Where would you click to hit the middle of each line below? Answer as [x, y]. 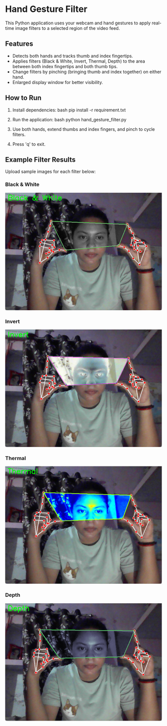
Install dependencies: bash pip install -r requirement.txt [69, 110]
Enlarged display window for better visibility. [58, 82]
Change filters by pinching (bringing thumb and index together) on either [87, 72]
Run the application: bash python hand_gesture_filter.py [69, 119]
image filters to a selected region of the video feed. [68, 28]
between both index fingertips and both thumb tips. [65, 66]
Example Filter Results [41, 159]
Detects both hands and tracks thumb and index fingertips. [73, 56]
